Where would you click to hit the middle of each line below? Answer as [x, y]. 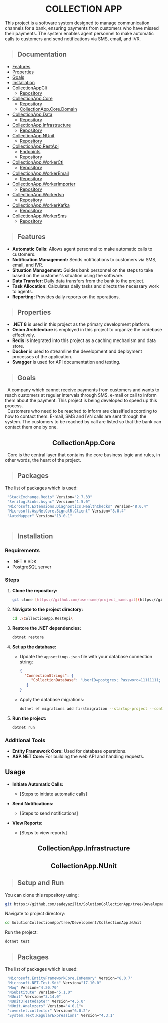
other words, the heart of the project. [43, 460]
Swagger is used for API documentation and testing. [66, 362]
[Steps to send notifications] [49, 813]
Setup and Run [41, 883]
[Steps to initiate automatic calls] [53, 794]
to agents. [23, 291]
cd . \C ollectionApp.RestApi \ [43, 618]
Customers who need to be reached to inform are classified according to [82, 411]
